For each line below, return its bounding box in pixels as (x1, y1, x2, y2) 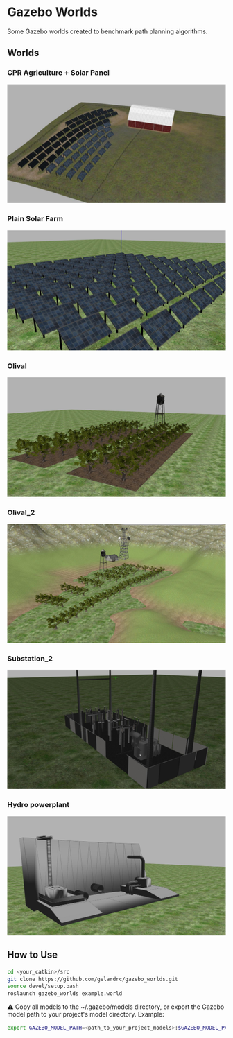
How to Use (7, 949, 58, 961)
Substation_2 (7, 653, 53, 663)
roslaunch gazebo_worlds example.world (7, 990, 123, 997)
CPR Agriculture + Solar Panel (7, 68, 110, 78)
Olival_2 (7, 508, 35, 517)
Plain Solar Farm (7, 214, 64, 224)
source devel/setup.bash (7, 983, 79, 990)
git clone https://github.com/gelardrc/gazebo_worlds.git (7, 976, 178, 983)
